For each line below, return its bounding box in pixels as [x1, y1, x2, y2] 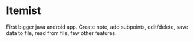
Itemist [6, 4, 41, 17]
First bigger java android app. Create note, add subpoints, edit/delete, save [6, 23, 189, 30]
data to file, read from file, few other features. [6, 29, 117, 36]
